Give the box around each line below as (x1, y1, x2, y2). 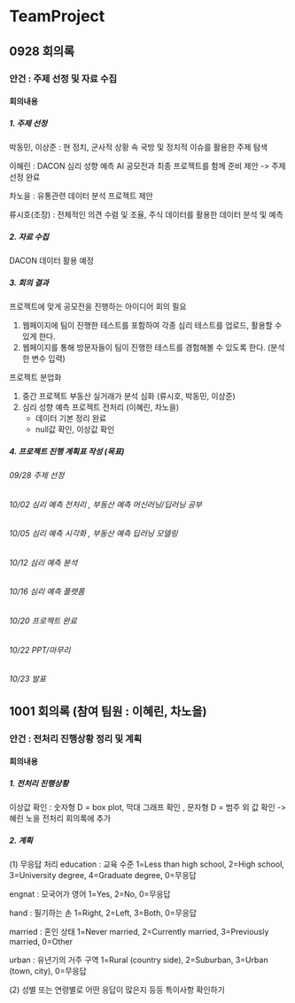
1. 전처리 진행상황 (9, 777, 69, 789)
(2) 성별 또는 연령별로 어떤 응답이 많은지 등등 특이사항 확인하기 (9, 984, 226, 995)
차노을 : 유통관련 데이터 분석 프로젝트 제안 (9, 190, 153, 201)
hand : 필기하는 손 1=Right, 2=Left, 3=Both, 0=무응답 (9, 907, 198, 918)
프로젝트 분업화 (9, 372, 62, 382)
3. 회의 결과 (9, 277, 50, 288)
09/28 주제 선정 (9, 469, 65, 480)
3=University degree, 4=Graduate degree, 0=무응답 (9, 870, 197, 881)
